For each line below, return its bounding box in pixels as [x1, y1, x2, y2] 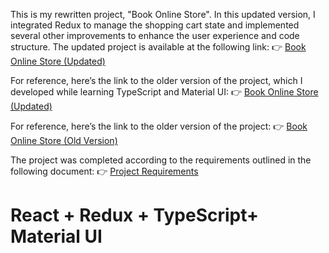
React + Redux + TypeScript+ [10, 204, 260, 227]
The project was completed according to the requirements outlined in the [10, 154, 312, 166]
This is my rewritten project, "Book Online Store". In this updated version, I [10, 9, 316, 20]
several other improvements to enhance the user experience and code [10, 30, 300, 41]
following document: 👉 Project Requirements [10, 165, 199, 177]
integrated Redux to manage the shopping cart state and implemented [10, 19, 300, 31]
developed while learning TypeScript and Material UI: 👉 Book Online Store [10, 86, 319, 98]
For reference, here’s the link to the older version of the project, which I [10, 75, 303, 86]
